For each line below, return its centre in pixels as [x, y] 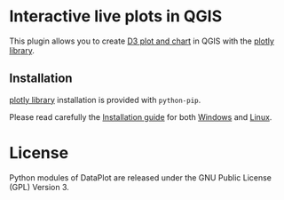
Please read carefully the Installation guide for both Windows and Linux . [141, 116]
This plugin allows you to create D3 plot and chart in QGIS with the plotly [142, 41]
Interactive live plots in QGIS [116, 16]
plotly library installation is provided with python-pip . [105, 100]
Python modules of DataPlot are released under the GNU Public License [141, 177]
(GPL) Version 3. [39, 187]
